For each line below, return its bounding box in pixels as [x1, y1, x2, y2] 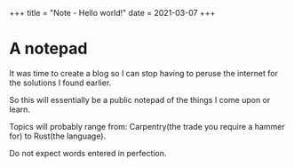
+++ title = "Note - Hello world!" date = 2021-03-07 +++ [9, 8, 216, 18]
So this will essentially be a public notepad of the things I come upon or [9, 94, 271, 105]
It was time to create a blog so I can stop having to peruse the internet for [9, 68, 278, 78]
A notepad [9, 39, 88, 59]
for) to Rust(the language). [9, 131, 107, 141]
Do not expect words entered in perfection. [9, 147, 167, 158]
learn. [9, 104, 31, 115]
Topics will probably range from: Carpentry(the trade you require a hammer [9, 121, 286, 131]
